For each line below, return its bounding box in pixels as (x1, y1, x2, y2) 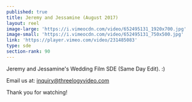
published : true (6, 8, 48, 15)
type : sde (6, 43, 32, 49)
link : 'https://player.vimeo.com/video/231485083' (6, 37, 138, 43)
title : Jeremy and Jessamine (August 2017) (6, 15, 119, 21)
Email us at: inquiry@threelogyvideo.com (6, 76, 110, 84)
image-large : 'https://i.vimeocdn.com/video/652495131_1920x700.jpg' (6, 25, 187, 32)
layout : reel (6, 20, 40, 26)
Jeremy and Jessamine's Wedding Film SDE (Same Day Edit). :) (6, 65, 166, 72)
